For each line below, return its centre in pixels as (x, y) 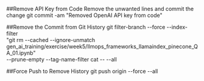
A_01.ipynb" (21, 53)
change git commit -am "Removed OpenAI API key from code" (84, 15)
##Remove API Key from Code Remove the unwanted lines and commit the (100, 9)
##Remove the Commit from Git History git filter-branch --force (86, 27)
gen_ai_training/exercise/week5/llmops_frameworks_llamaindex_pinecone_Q (102, 46)
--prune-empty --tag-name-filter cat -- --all (62, 59)
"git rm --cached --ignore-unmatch (51, 40)
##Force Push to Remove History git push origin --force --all (82, 71)
